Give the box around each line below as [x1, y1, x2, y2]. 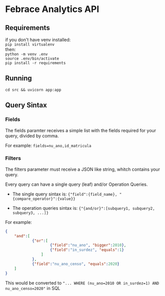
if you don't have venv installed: [5, 37, 71, 43]
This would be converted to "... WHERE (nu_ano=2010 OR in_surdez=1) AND [5, 279, 159, 286]
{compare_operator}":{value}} [12, 196, 76, 201]
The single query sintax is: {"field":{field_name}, [12, 191, 117, 197]
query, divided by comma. [5, 133, 59, 139]
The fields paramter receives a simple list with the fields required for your [5, 127, 156, 133]
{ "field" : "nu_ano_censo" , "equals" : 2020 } [31, 261, 120, 266]
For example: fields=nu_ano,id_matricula [5, 142, 91, 148]
